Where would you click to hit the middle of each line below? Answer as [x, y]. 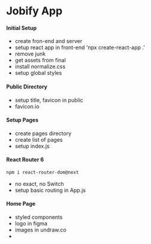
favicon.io [27, 106]
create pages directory [43, 133]
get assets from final [40, 60]
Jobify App [34, 11]
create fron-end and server [49, 41]
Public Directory [27, 86]
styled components [39, 217]
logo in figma [31, 224]
